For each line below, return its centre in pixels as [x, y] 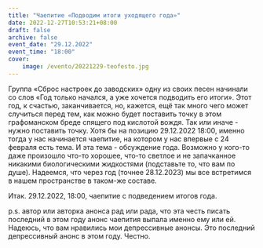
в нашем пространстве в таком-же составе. [82, 181]
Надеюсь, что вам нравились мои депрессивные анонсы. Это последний [131, 228]
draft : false [29, 30]
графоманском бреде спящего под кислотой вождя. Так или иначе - [123, 122]
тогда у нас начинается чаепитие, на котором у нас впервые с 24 [119, 139]
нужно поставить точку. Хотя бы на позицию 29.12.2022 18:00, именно [126, 130]
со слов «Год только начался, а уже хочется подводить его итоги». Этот [130, 97]
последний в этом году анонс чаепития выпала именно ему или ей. [122, 219]
